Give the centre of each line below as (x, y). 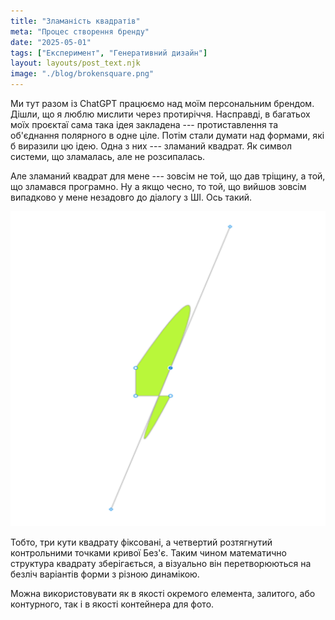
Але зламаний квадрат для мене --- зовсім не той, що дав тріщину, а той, (168, 176)
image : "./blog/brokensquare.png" (82, 74)
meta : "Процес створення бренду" (80, 31)
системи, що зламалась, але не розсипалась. (108, 156)
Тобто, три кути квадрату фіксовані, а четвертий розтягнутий (141, 542)
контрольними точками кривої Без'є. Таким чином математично (148, 553)
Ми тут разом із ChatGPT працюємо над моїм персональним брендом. (162, 103)
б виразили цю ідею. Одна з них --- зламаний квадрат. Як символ (151, 146)
